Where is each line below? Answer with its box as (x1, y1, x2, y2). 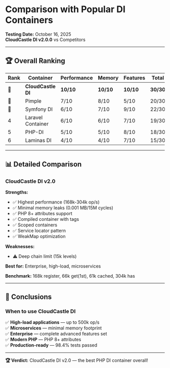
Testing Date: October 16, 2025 (5, 31, 71, 37)
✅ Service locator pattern (12, 227, 66, 234)
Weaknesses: (5, 244, 35, 250)
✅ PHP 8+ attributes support (12, 211, 72, 217)
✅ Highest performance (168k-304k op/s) (12, 199, 100, 205)
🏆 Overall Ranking (5, 57, 66, 65)
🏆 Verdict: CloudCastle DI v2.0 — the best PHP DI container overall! (5, 357, 148, 363)
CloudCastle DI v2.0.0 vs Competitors (5, 37, 86, 43)
